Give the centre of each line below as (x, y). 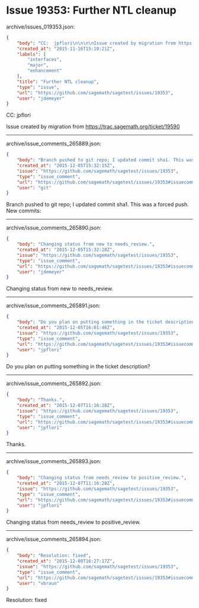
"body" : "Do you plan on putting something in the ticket (90, 322)
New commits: (24, 211)
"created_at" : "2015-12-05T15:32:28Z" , (66, 250)
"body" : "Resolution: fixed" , (54, 556)
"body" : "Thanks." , (41, 400)
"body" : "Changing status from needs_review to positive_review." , (102, 478)
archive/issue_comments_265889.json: (54, 144)
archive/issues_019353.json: (41, 27)
